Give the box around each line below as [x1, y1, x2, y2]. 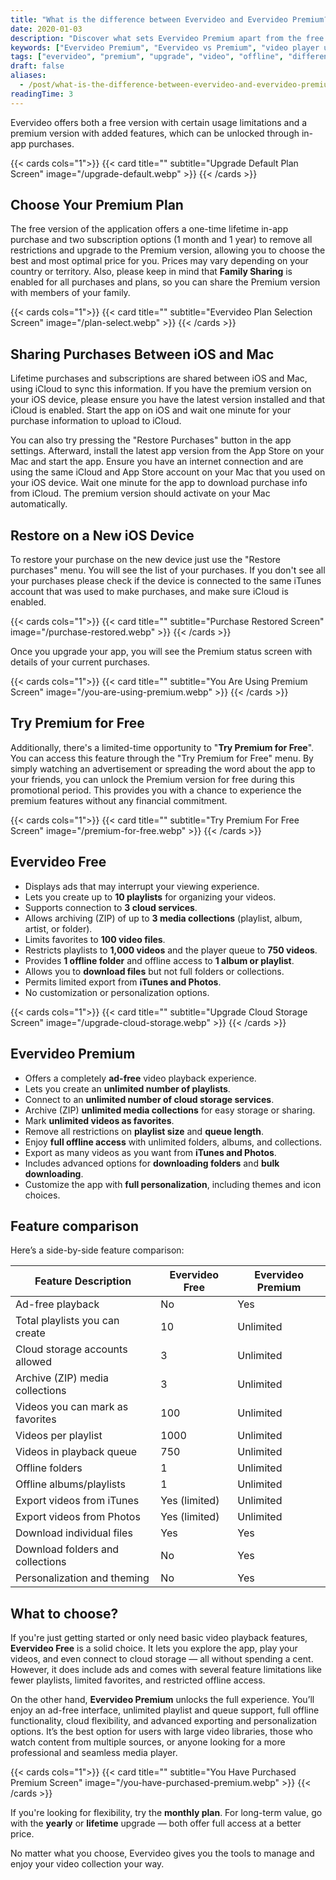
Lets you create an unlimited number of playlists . [24, 1082, 231, 1095]
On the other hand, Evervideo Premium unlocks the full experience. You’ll [10, 1694, 315, 1706]
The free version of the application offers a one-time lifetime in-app [10, 223, 289, 235]
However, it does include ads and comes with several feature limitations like [10, 1664, 322, 1676]
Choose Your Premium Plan [10, 197, 184, 214]
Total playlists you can [15, 1314, 120, 1328]
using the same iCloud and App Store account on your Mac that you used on [10, 466, 326, 478]
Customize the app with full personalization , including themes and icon [24, 1178, 322, 1190]
